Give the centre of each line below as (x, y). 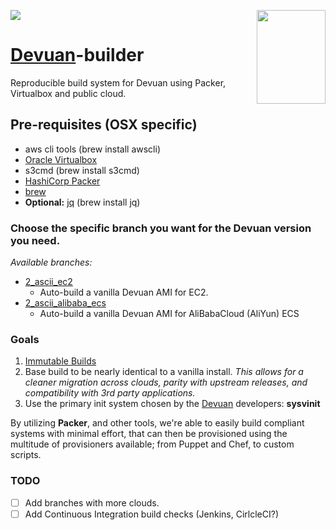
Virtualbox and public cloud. (68, 93)
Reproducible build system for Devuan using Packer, (118, 82)
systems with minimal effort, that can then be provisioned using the (149, 434)
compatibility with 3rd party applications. (110, 393)
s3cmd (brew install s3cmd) (82, 170)
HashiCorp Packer (62, 181)
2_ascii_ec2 (48, 282)
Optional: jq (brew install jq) (82, 202)
